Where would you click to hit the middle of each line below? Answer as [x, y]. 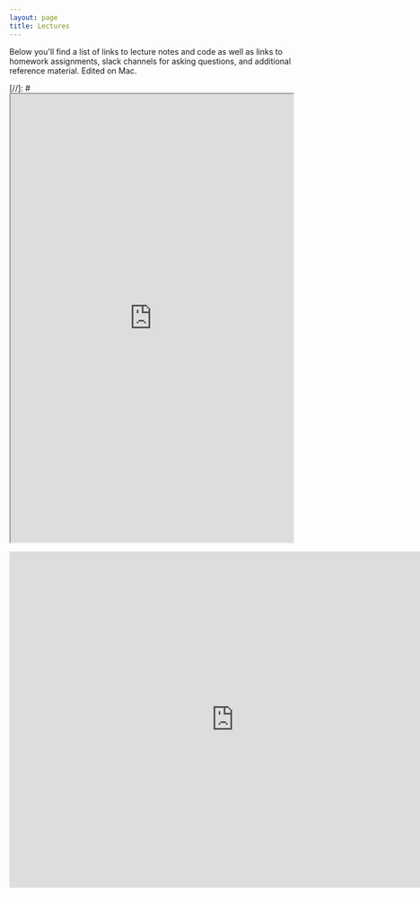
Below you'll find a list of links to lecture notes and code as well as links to [146, 51]
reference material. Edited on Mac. [73, 70]
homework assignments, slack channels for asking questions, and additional [150, 61]
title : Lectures [39, 26]
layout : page [34, 17]
